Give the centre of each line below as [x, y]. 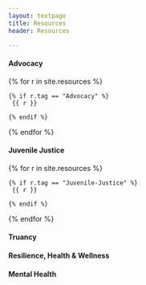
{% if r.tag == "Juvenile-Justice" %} [73, 183]
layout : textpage [37, 16]
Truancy [23, 237]
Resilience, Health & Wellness [59, 255]
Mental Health [32, 274]
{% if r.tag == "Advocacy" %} [59, 96]
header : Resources [39, 31]
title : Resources [37, 23]
